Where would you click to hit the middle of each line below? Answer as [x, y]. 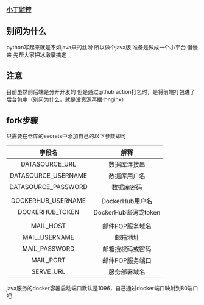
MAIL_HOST [48, 226]
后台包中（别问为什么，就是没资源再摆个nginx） [67, 99]
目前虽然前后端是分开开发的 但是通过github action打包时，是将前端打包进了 [101, 91]
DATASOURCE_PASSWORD [48, 187]
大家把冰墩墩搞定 [45, 55]
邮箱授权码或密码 [127, 249]
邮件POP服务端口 [127, 260]
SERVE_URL [48, 271]
